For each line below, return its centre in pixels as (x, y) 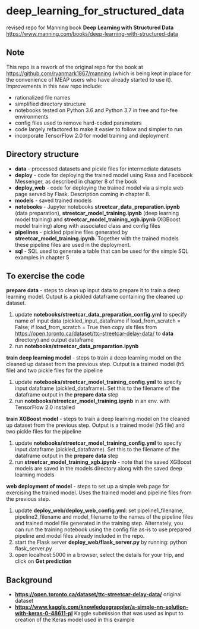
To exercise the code (45, 276)
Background (29, 580)
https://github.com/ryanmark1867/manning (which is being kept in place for (99, 73)
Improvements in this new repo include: (54, 86)
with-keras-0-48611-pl (44, 613)
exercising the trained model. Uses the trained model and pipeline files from (99, 492)
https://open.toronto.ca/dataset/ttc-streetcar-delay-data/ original (98, 594)
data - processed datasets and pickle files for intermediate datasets (98, 169)
